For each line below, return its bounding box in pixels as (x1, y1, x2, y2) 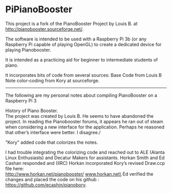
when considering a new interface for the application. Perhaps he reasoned (5, 124, 165, 130)
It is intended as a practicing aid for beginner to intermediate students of (5, 56, 158, 62)
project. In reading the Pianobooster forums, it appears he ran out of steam (5, 118, 164, 124)
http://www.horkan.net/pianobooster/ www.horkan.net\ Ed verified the (5, 170, 154, 177)
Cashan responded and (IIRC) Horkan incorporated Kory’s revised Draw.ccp (5, 160, 165, 166)
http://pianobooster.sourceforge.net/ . (5, 26, 84, 32)
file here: (5, 165, 24, 171)
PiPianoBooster (5, 4, 73, 15)
